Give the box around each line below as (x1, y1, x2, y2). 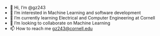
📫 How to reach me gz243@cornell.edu (9, 26, 93, 31)
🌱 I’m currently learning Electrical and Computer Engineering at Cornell (9, 15, 156, 20)
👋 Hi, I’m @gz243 (9, 5, 46, 10)
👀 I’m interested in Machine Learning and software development (9, 10, 141, 16)
